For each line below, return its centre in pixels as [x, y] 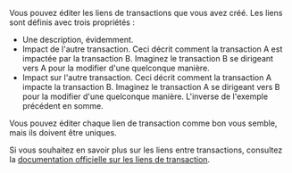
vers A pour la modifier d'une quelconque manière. [116, 68]
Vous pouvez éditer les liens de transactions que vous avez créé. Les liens [146, 13]
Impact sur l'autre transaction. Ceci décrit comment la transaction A [147, 78]
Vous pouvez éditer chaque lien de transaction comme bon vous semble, [143, 123]
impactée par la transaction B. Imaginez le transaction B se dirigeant [148, 58]
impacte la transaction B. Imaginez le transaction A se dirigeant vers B [151, 87]
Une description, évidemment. [78, 40]
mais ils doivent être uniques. [63, 132]
